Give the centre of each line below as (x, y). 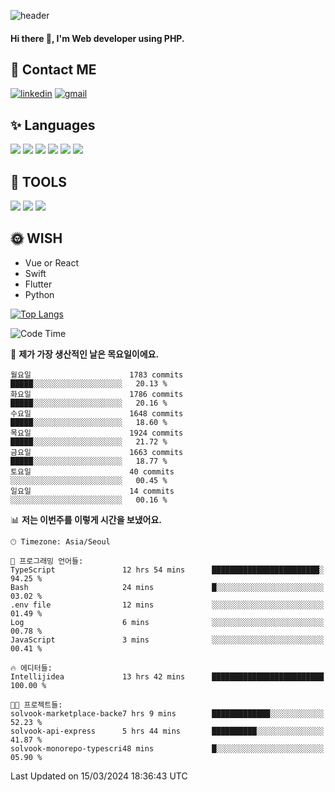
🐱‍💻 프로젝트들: (36, 705)
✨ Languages (53, 125)
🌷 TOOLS (39, 181)
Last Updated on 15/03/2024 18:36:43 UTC (99, 776)
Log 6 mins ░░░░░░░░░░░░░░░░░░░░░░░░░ (167, 622)
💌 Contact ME (53, 69)
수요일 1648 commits (97, 413)
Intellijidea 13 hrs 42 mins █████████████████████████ (167, 676)
